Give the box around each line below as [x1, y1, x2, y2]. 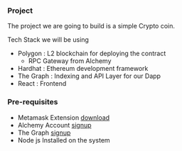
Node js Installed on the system [17, 135, 110, 144]
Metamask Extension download [17, 113, 110, 122]
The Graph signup [17, 128, 71, 137]
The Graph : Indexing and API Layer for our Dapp [17, 72, 161, 80]
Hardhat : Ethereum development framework [17, 65, 149, 73]
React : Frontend [17, 79, 67, 88]
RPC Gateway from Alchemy [28, 57, 112, 65]
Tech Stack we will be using [7, 35, 89, 44]
